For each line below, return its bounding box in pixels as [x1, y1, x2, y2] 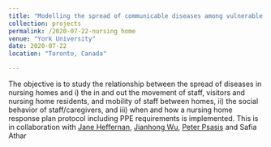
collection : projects [8, 19, 82, 28]
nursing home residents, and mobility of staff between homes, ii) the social [8, 97, 259, 106]
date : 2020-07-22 [8, 42, 67, 50]
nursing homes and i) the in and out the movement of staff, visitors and [8, 88, 246, 97]
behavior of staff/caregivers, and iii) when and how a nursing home [8, 105, 233, 115]
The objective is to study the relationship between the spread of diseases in [8, 79, 262, 89]
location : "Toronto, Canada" [8, 50, 107, 58]
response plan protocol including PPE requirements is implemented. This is [8, 114, 259, 123]
